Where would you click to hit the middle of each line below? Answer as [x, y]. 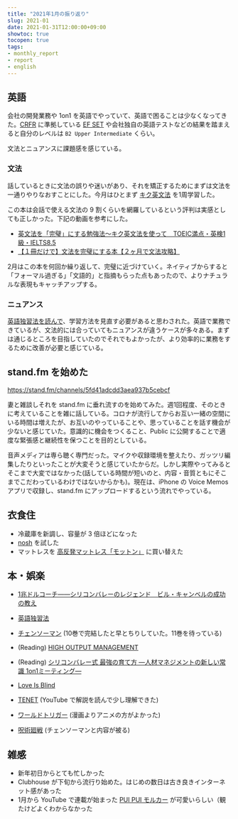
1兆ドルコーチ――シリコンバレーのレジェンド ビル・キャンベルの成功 [121, 595]
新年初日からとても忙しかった [61, 773]
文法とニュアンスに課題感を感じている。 [66, 148]
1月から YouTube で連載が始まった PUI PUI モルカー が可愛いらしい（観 [121, 800]
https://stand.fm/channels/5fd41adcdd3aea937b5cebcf [89, 390]
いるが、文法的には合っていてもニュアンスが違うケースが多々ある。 [119, 330]
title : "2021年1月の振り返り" [48, 14]
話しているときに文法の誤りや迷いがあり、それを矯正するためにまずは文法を [119, 185]
